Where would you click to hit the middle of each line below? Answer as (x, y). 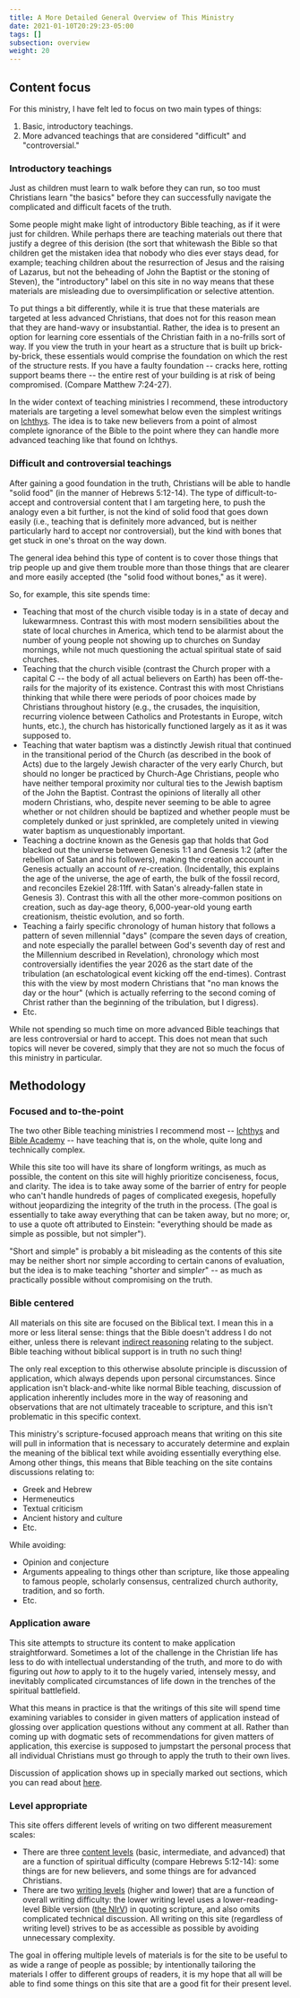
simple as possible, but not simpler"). (78, 1234)
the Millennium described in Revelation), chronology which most (141, 954)
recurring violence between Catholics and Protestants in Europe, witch (153, 716)
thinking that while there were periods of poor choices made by (139, 697)
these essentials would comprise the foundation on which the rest (166, 356)
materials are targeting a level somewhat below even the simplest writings (146, 412)
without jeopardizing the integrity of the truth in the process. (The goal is (143, 1205)
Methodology (48, 1086)
